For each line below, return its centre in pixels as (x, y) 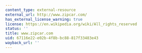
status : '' (17, 29)
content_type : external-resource (41, 10)
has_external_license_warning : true (44, 19)
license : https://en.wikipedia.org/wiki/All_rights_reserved (71, 24)
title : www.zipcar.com (29, 33)
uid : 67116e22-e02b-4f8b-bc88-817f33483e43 (52, 38)
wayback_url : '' (22, 43)
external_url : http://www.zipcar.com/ (46, 15)
